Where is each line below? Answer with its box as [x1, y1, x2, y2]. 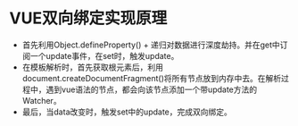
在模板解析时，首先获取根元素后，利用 [21, 62, 163, 72]
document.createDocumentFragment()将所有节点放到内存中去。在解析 [21, 72, 282, 83]
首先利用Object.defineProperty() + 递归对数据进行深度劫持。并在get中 [21, 39, 280, 50]
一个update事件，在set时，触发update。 [29, 50, 179, 61]
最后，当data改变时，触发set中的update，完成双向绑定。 [21, 106, 232, 117]
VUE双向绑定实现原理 [9, 8, 168, 29]
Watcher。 [21, 95, 62, 105]
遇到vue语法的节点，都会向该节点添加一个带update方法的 [46, 84, 257, 95]
